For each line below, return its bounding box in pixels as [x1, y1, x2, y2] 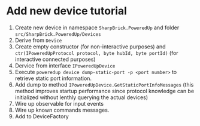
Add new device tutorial [6, 4, 128, 18]
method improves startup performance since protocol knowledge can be [14, 87, 195, 94]
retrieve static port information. [14, 75, 92, 82]
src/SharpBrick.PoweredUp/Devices [14, 31, 101, 37]
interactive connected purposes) [14, 56, 96, 63]
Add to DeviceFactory [14, 112, 69, 120]
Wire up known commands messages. [14, 106, 110, 113]
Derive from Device [14, 36, 62, 44]
